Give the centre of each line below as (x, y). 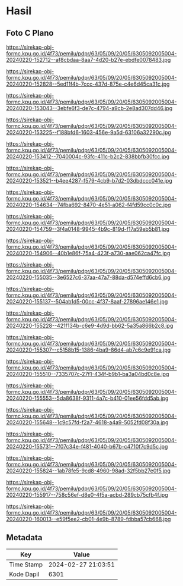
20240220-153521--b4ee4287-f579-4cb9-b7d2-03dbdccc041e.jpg (89, 181)
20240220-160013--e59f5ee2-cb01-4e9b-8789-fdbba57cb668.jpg (89, 519)
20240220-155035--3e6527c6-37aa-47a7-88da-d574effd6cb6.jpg (88, 277)
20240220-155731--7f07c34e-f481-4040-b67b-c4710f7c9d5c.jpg (87, 446)
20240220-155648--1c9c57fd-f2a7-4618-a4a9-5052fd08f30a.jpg (87, 422)
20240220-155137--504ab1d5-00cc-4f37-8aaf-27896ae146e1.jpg (87, 301)
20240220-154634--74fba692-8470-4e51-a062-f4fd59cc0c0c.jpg (89, 205)
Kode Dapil (24, 574)
